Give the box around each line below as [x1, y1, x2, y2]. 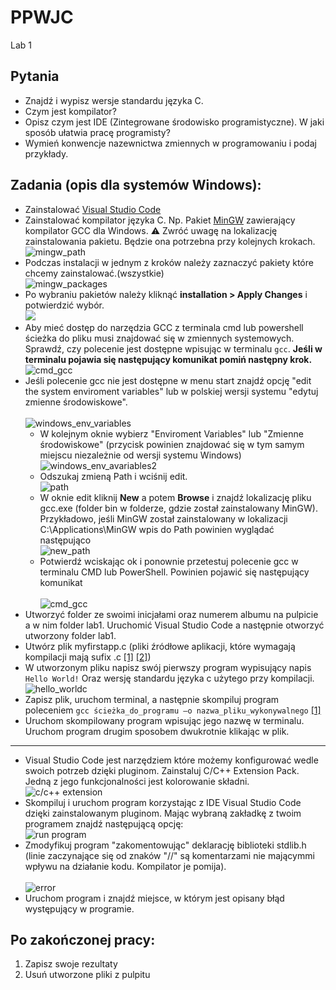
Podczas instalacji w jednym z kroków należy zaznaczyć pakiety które [24, 256, 314, 268]
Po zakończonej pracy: [10, 931, 156, 948]
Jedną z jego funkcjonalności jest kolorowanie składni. [24, 775, 250, 787]
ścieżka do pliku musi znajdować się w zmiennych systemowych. [24, 332, 295, 344]
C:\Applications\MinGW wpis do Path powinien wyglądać [39, 523, 275, 535]
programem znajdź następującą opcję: [24, 817, 184, 830]
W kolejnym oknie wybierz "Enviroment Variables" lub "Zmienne [39, 427, 304, 440]
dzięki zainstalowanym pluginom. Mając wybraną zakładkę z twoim [24, 807, 302, 819]
